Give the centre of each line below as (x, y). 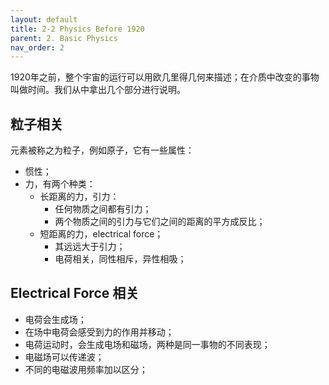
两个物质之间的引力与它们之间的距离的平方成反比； (160, 222)
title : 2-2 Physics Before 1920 (77, 29)
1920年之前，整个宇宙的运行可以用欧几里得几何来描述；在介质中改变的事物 (165, 77)
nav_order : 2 (37, 47)
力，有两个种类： (60, 184)
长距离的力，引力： (79, 197)
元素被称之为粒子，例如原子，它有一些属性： (102, 150)
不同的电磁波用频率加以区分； (86, 369)
